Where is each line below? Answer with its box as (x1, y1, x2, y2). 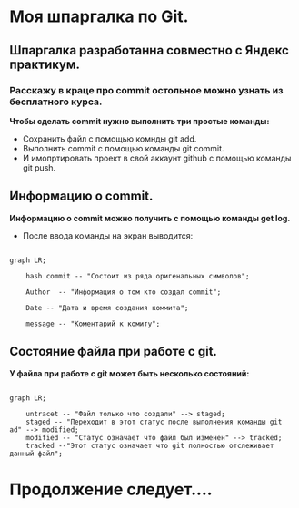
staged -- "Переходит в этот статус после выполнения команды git (25, 417, 283, 426)
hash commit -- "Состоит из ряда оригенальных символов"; (25, 271, 250, 280)
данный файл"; (9, 449, 64, 458)
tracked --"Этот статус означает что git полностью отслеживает (25, 441, 274, 450)
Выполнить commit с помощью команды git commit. (22, 142, 224, 153)
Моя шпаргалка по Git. (9, 6, 189, 27)
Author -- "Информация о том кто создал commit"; (25, 288, 222, 297)
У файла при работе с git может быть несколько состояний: (9, 367, 250, 378)
